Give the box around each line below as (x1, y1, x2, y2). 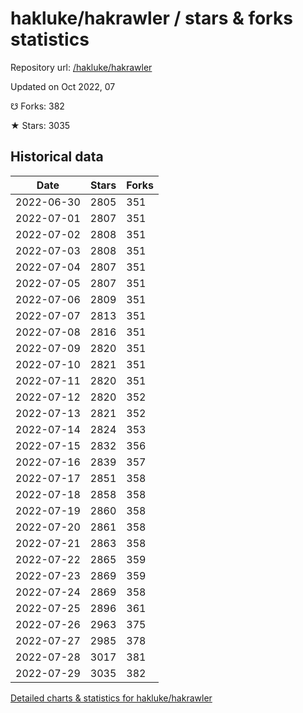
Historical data (10, 148, 104, 166)
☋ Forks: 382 (10, 100, 65, 112)
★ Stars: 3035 (10, 119, 71, 131)
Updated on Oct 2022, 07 (10, 80, 116, 92)
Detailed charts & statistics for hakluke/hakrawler (10, 692, 213, 704)
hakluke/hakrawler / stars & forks (10, 7, 293, 30)
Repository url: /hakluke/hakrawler (10, 61, 153, 73)
